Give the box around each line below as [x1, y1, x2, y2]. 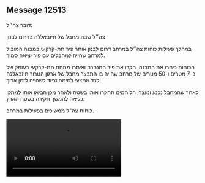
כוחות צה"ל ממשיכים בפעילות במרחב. [6, 107, 94, 114]
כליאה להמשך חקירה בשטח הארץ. [6, 95, 85, 102]
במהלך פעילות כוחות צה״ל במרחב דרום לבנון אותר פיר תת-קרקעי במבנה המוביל [6, 45, 192, 52]
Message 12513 [6, 5, 67, 15]
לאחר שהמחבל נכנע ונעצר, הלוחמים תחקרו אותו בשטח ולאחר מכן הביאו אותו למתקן [6, 88, 199, 96]
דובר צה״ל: [6, 21, 32, 28]
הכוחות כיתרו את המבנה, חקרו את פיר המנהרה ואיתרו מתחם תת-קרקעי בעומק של [6, 63, 195, 71]
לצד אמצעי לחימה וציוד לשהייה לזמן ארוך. [6, 76, 102, 84]
